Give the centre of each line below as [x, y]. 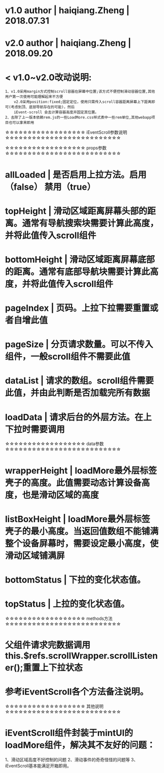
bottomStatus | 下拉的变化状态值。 [75, 580]
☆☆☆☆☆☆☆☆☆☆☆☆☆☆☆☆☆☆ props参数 [56, 148]
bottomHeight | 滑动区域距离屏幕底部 [80, 259]
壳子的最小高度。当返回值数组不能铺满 [82, 531]
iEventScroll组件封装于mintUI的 [69, 733]
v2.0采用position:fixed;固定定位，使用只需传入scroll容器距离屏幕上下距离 [83, 102]
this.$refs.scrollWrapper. [57, 656]
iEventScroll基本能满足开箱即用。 [38, 766]
